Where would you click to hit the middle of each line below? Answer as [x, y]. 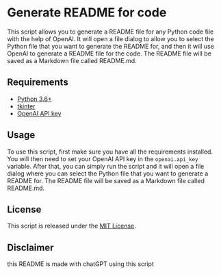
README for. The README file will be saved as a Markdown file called [106, 180]
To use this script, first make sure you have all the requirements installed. [110, 152]
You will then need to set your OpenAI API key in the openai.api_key [103, 158]
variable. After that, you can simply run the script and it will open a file [106, 166]
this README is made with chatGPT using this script [80, 264]
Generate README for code [87, 13]
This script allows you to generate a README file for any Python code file [110, 32]
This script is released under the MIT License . [72, 226]
